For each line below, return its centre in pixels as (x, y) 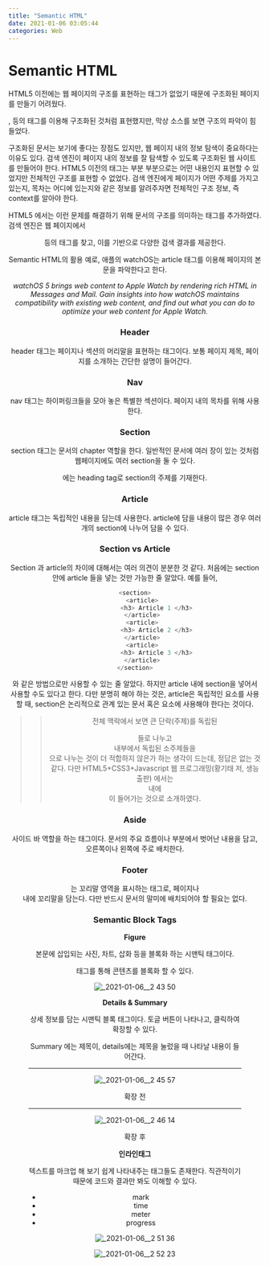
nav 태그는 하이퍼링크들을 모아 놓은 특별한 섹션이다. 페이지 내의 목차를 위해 (127, 401)
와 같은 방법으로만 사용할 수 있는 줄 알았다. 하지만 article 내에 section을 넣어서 (135, 684)
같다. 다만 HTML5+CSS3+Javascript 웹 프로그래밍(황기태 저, (148, 768)
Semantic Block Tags (135, 919)
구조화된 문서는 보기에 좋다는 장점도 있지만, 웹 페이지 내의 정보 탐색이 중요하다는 (134, 148)
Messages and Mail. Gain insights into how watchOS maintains (135, 294)
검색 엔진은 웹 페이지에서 (47, 225)
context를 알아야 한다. (43, 199)
